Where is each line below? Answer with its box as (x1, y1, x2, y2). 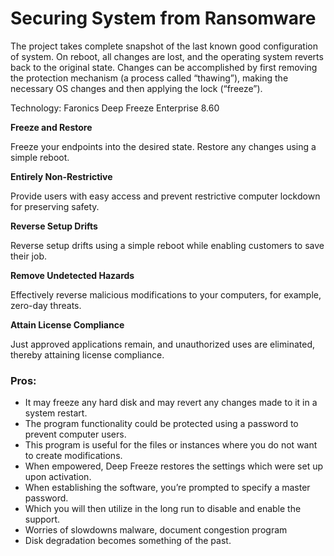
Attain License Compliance (10, 318, 125, 331)
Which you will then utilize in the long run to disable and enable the (24, 503, 302, 515)
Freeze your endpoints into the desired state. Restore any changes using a (10, 140, 317, 152)
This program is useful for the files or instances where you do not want (24, 439, 318, 451)
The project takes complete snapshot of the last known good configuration (10, 40, 319, 52)
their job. (10, 250, 48, 262)
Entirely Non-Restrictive (10, 170, 113, 182)
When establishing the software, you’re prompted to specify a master (24, 482, 311, 494)
